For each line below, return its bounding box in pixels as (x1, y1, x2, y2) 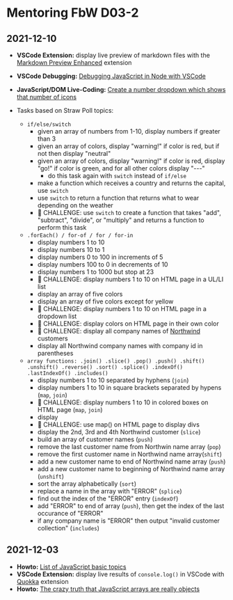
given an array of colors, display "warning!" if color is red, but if (37, 142, 220, 150)
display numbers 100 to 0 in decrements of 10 (37, 260, 168, 269)
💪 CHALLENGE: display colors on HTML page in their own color (37, 319, 220, 328)
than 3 (37, 134, 56, 143)
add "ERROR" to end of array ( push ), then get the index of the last (37, 502, 225, 510)
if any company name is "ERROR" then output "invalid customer (37, 516, 220, 525)
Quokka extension (16, 577, 69, 585)
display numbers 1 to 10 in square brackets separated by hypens (37, 384, 222, 391)
